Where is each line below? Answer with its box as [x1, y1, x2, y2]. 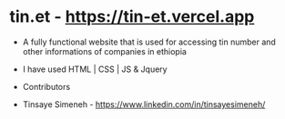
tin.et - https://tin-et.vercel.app [9, 6, 255, 27]
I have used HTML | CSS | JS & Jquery [22, 64, 168, 74]
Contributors [22, 81, 71, 92]
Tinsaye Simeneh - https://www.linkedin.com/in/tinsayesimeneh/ [22, 98, 266, 110]
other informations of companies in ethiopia [22, 45, 187, 56]
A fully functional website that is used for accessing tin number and [22, 36, 276, 47]
